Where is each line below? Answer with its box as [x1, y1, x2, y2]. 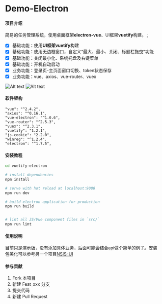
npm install [5, 177, 29, 182]
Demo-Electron [5, 3, 69, 14]
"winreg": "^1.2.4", [5, 137, 48, 142]
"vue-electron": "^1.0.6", [5, 115, 60, 120]
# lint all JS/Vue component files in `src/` [5, 217, 100, 222]
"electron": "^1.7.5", [5, 141, 52, 146]
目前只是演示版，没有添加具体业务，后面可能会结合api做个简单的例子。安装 [5, 245, 158, 251]
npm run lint [5, 222, 32, 227]
